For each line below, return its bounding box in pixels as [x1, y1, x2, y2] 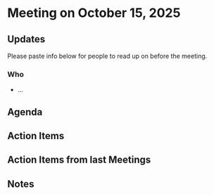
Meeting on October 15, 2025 [7, 5, 181, 21]
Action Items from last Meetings [7, 154, 151, 166]
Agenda [7, 106, 43, 118]
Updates [7, 33, 46, 45]
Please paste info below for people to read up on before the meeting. [7, 52, 208, 60]
